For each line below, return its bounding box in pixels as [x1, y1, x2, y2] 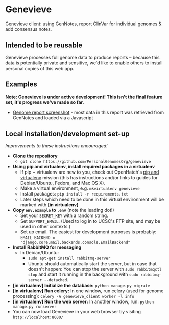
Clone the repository [12, 153, 58, 159]
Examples [5, 80, 37, 89]
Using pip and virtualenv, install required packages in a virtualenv [12, 164, 155, 170]
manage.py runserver [12, 304, 57, 309]
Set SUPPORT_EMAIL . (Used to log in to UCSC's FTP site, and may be [20, 218, 161, 224]
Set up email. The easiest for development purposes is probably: [20, 229, 157, 235]
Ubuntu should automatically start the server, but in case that [28, 261, 157, 267]
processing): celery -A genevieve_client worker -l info [12, 293, 134, 299]
